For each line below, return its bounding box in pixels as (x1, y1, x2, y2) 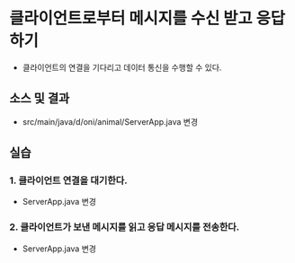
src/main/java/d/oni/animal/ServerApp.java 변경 (22, 116, 199, 127)
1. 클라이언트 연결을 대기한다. (9, 174, 128, 187)
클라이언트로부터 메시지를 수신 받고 (9, 8, 254, 29)
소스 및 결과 (9, 91, 70, 106)
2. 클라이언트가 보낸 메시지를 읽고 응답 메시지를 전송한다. (9, 221, 240, 233)
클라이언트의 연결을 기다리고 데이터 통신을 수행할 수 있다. (22, 62, 222, 73)
